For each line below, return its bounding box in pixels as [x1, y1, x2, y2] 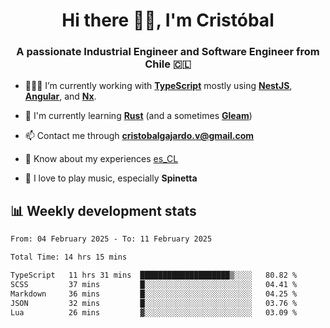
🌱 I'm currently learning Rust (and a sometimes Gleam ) [24, 110, 253, 122]
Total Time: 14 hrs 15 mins [10, 252, 128, 263]
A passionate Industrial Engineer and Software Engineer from [16, 45, 320, 59]
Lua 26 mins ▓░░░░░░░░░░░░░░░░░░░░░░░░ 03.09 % [10, 307, 298, 318]
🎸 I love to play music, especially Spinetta [24, 172, 198, 184]
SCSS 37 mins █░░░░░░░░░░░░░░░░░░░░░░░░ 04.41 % [10, 279, 298, 289]
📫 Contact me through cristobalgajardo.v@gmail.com [24, 130, 255, 142]
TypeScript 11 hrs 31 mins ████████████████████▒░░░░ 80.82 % [10, 270, 298, 281]
